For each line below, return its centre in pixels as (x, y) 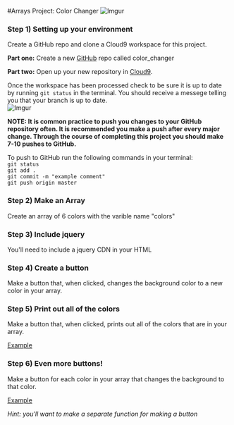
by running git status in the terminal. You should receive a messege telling (117, 93)
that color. (22, 386)
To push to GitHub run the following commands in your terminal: (100, 158)
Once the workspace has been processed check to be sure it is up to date (115, 85)
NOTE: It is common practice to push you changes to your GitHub (105, 122)
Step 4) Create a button (48, 268)
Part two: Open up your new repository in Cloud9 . (80, 72)
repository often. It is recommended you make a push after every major (113, 129)
